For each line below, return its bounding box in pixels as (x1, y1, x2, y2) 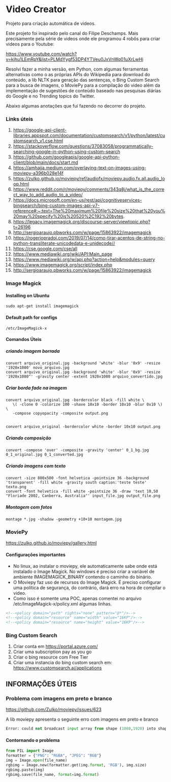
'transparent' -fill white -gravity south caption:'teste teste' (6, 480, 147, 485)
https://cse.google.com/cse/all (13, 246, 78, 252)
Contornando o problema (6, 737, 60, 743)
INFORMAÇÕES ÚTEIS (6, 679, 77, 688)
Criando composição (6, 435, 51, 441)
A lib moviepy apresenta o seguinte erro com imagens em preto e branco (6, 717, 159, 723)
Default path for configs (6, 314, 57, 320)
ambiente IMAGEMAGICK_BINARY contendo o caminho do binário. (13, 573, 152, 580)
